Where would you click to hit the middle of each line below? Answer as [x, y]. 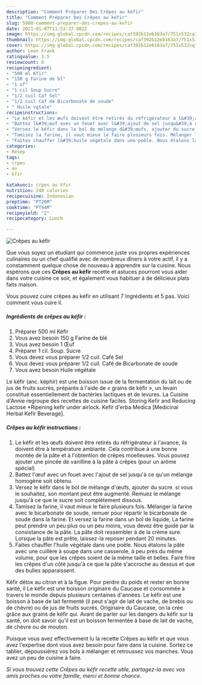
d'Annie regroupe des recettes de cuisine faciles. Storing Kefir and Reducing [101, 401]
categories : [21, 146]
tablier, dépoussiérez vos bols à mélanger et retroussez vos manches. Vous [100, 651]
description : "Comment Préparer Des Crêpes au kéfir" [75, 12]
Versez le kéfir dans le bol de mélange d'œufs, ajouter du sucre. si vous [104, 488]
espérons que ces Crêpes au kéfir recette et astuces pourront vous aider [97, 272]
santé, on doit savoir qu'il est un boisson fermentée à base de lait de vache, [100, 621]
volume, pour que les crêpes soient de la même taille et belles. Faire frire [105, 558]
